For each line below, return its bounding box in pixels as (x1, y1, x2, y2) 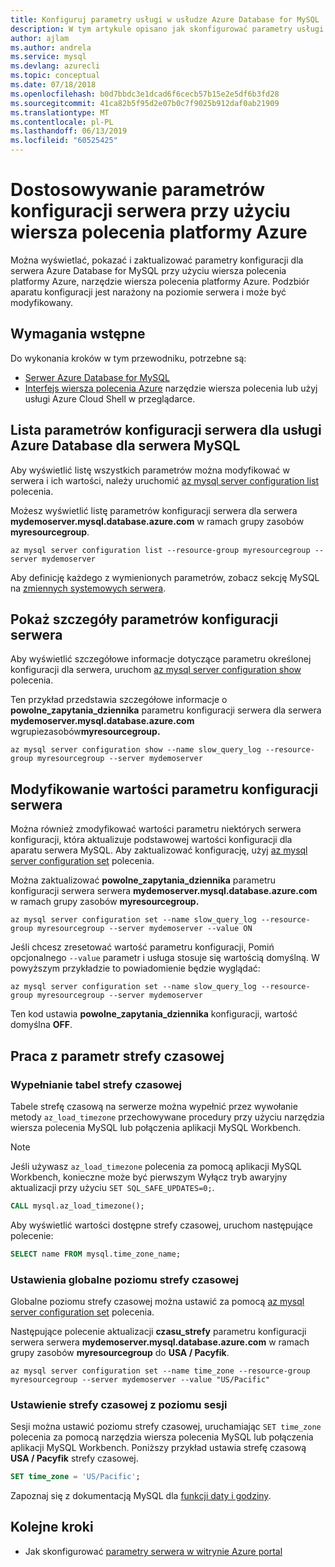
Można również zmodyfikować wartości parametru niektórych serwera (10, 823, 302, 835)
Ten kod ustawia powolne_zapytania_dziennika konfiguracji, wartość (10, 1008, 298, 1020)
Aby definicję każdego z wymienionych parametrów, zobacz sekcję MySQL (10, 571, 320, 583)
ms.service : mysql (10, 52, 87, 62)
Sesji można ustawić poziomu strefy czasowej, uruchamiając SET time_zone (10, 1421, 322, 1433)
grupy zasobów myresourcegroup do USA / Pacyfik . (10, 1346, 230, 1358)
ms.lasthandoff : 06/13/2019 (10, 126, 128, 136)
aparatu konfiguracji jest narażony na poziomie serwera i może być (10, 286, 287, 298)
